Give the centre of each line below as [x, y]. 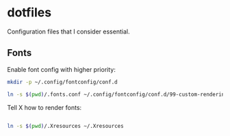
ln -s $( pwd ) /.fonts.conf [44, 94]
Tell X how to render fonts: [44, 107]
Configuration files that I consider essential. [68, 31]
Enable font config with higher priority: [62, 69]
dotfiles [29, 13]
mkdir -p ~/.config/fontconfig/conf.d [62, 82]
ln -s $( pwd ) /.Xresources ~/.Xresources [66, 126]
